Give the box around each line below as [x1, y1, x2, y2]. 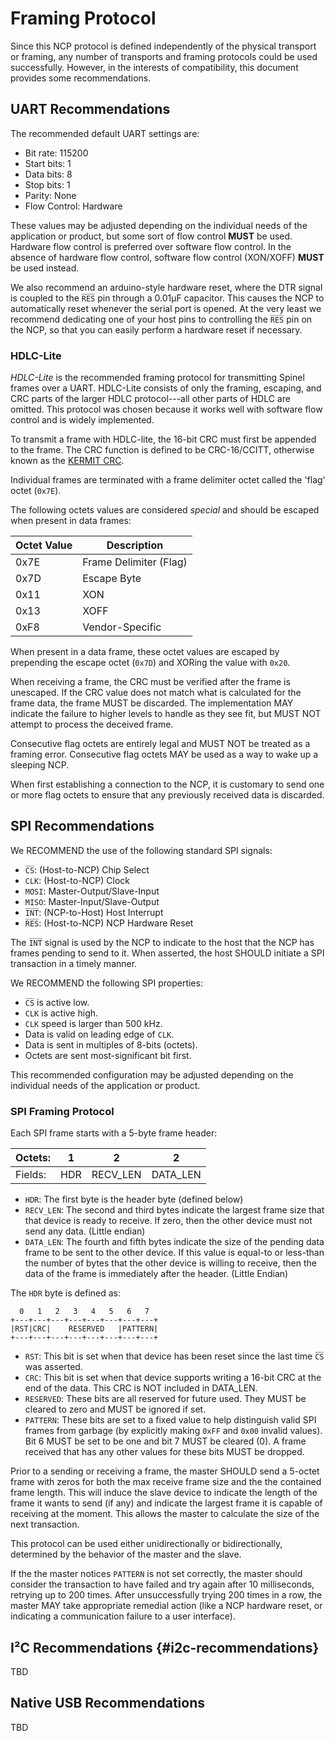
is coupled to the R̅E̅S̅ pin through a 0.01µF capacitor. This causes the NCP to [10, 292, 325, 304]
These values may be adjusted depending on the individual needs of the [10, 219, 308, 231]
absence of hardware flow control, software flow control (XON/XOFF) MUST [10, 251, 325, 263]
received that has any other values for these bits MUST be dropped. [24, 1446, 305, 1458]
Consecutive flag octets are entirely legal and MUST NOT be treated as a [10, 738, 311, 750]
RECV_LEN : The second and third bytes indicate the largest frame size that [24, 1204, 325, 1216]
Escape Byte [82, 572, 142, 586]
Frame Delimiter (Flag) [82, 555, 188, 569]
